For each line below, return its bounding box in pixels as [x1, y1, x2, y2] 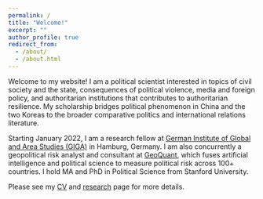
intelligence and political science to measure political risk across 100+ [8, 158, 235, 168]
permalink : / [8, 11, 51, 20]
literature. [8, 118, 39, 128]
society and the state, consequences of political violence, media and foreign [8, 85, 255, 94]
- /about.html [15, 56, 61, 63]
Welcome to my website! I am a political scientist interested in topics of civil [8, 76, 253, 86]
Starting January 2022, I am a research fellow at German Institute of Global [8, 133, 251, 143]
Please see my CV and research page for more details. [8, 182, 184, 191]
